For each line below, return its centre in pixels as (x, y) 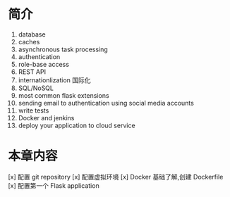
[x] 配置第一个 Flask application (54, 185)
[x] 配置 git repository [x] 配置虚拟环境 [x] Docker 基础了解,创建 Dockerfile (116, 177)
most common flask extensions (63, 95)
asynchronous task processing (63, 49)
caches (29, 42)
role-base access (44, 64)
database (32, 34)
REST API (32, 72)
